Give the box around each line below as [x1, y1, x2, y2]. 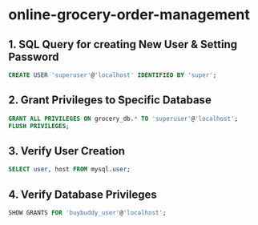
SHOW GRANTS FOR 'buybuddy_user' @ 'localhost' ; [8, 208, 167, 217]
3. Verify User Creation [8, 144, 126, 158]
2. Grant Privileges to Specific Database [8, 94, 212, 107]
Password [8, 50, 59, 63]
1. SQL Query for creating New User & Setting [8, 38, 238, 51]
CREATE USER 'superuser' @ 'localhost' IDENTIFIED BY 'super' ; [8, 71, 217, 79]
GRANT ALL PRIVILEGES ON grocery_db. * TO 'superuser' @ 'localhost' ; [8, 115, 239, 123]
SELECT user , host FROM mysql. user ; [8, 166, 131, 174]
